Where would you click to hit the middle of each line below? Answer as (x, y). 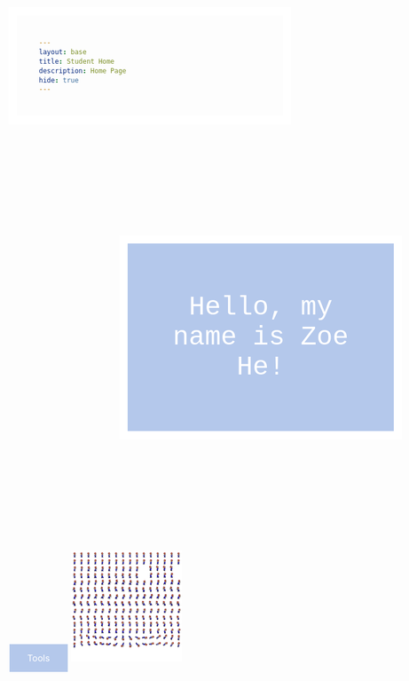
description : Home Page (83, 71)
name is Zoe (261, 338)
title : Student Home (77, 61)
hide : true (59, 80)
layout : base (63, 51)
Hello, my (261, 308)
